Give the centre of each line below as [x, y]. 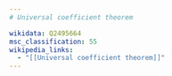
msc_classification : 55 [53, 42]
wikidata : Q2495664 [45, 33]
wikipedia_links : [41, 49]
